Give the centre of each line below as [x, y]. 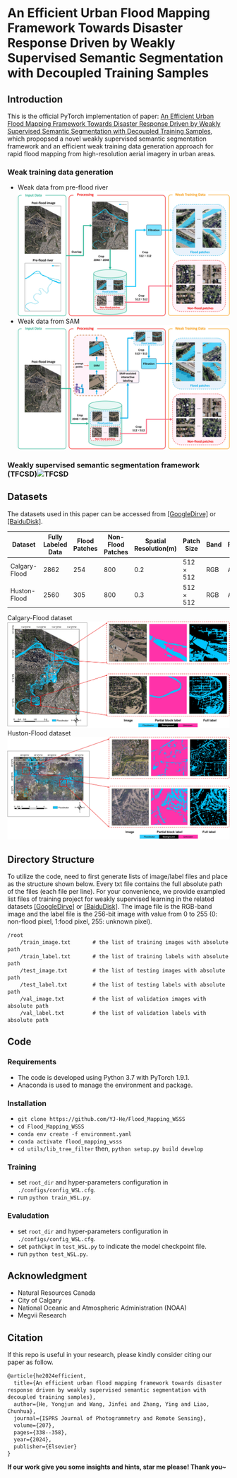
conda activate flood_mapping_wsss [70, 1141]
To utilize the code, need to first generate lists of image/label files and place [117, 876]
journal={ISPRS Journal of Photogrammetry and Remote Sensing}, [110, 1419]
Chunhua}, [22, 1412]
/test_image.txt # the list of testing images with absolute [123, 970]
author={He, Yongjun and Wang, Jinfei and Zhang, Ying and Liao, [112, 1404]
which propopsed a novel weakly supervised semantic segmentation [107, 139]
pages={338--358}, [41, 1433]
